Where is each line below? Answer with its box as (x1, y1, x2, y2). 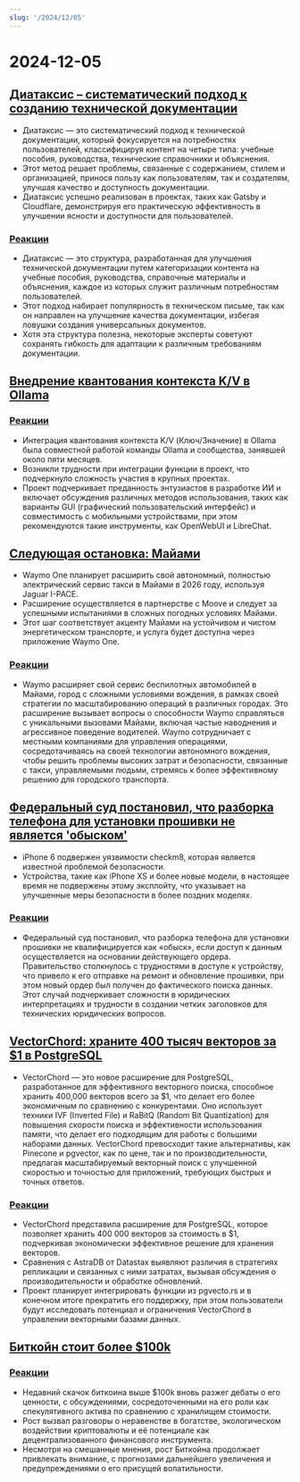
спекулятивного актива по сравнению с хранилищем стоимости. (21, 1405, 272, 1417)
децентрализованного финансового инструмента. (21, 1434, 213, 1444)
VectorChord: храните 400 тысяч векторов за (9, 1034, 277, 1049)
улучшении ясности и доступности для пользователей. (21, 210, 234, 221)
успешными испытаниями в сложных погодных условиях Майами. (21, 608, 278, 619)
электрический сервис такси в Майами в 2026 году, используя (21, 579, 265, 590)
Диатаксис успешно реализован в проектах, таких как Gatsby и (21, 191, 266, 202)
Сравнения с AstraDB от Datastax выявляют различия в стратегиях (21, 1257, 279, 1267)
